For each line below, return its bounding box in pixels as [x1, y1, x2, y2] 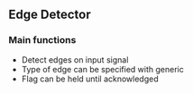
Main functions [8, 34, 77, 46]
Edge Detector [8, 7, 91, 22]
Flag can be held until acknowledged [21, 73, 159, 84]
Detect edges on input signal [21, 54, 129, 65]
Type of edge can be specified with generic [21, 63, 184, 74]
